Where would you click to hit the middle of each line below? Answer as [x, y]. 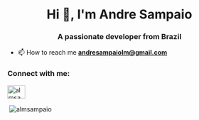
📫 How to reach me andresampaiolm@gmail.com [92, 53]
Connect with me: [39, 74]
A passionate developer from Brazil [119, 37]
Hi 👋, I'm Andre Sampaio [119, 15]
